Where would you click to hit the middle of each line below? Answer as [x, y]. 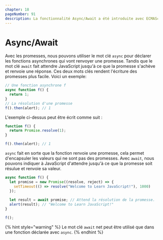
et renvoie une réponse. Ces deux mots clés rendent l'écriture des [71, 71]
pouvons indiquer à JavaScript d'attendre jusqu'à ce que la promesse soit [79, 163]
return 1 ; [19, 95]
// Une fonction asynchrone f [36, 85]
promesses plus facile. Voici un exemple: [46, 77]
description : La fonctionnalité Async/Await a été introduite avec [75, 18]
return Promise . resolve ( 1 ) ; [38, 131]
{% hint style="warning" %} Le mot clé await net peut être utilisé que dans [80, 227]
